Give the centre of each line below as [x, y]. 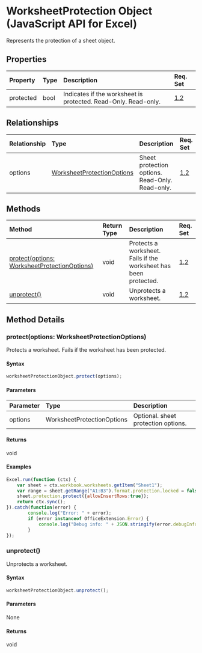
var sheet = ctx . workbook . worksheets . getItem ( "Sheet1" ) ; [90, 485]
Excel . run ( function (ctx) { [41, 479]
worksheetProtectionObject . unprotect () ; [58, 590]
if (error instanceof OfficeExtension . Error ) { [88, 518]
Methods [23, 209]
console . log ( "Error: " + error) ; [70, 513]
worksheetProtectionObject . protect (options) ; [64, 376]
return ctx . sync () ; [41, 502]
